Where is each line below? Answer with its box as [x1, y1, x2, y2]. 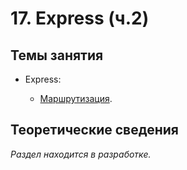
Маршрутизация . [39, 93, 113, 104]
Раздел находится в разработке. [10, 148, 152, 160]
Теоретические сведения [10, 122, 179, 139]
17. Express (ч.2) [10, 7, 150, 30]
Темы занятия [10, 47, 104, 64]
